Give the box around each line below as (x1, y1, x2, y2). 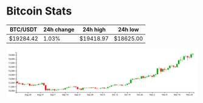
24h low (117, 26, 139, 33)
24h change (43, 26, 75, 33)
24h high (82, 26, 106, 33)
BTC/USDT (10, 26, 38, 33)
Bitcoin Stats (6, 4, 72, 18)
